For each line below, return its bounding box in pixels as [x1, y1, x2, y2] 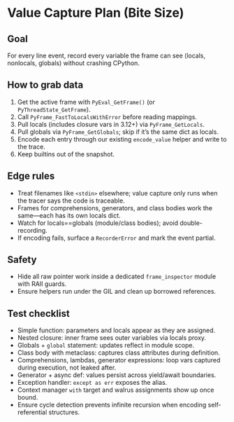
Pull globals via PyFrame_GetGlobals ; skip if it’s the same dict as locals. [17, 128, 219, 136]
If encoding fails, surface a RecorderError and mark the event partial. [17, 233, 216, 242]
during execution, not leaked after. [17, 363, 117, 372]
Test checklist [7, 307, 70, 320]
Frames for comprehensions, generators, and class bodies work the [17, 203, 213, 212]
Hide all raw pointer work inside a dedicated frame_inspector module [17, 272, 217, 281]
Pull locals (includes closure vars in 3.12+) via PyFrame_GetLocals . [17, 120, 205, 128]
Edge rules [7, 170, 55, 182]
